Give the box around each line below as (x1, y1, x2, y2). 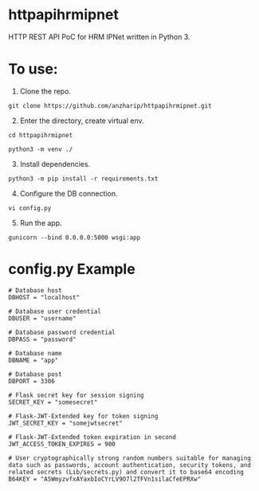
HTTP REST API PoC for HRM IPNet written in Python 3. (8, 32, 190, 42)
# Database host (8, 286, 62, 295)
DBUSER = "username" (8, 314, 77, 323)
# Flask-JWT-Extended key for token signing (8, 412, 159, 420)
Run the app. (19, 218, 62, 228)
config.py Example (8, 260, 135, 279)
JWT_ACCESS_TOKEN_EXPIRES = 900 (8, 440, 116, 448)
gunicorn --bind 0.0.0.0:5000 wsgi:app (8, 233, 141, 241)
